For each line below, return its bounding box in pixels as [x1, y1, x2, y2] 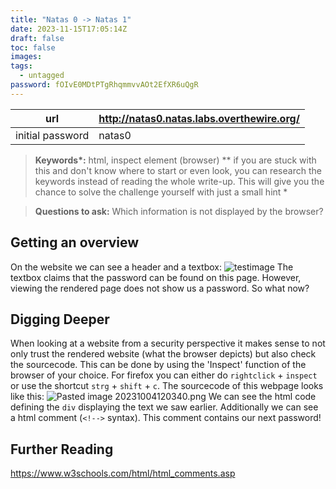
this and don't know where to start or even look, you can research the [34, 164, 322, 176]
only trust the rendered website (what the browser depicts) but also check [10, 348, 317, 360]
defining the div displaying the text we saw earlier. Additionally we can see [10, 401, 319, 413]
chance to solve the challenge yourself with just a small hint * [34, 186, 288, 198]
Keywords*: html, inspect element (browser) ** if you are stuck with [34, 154, 317, 166]
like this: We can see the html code [10, 391, 317, 403]
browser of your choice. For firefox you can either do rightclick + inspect [10, 369, 318, 381]
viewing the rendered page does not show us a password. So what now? [10, 282, 310, 294]
